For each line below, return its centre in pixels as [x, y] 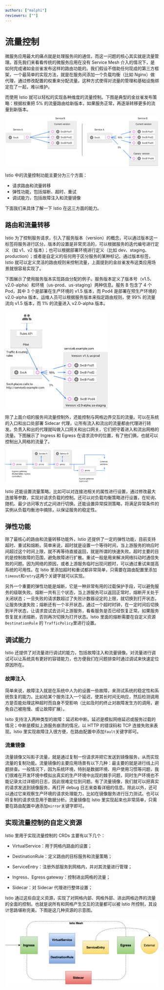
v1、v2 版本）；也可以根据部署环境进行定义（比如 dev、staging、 [84, 250]
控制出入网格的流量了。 [29, 442]
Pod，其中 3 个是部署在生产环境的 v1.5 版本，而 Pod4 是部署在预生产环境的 [81, 291]
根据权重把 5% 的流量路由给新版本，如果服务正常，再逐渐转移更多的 [82, 103]
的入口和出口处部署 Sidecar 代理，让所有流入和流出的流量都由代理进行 [76, 423]
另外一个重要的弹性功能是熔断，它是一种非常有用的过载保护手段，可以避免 [80, 586]
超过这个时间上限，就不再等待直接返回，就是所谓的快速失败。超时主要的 [82, 552]
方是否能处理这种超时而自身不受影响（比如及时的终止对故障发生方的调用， [80, 703]
